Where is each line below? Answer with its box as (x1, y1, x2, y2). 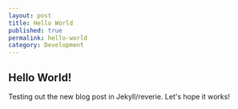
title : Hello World (8, 19, 74, 27)
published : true (8, 26, 63, 34)
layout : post (8, 11, 52, 20)
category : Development (8, 41, 84, 49)
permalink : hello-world (8, 33, 88, 42)
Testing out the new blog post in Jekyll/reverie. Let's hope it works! (8, 91, 231, 101)
